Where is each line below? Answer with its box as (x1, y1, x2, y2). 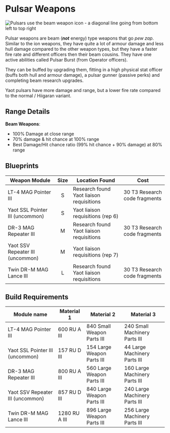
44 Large (124, 344, 146, 351)
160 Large (124, 364, 149, 372)
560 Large (86, 364, 112, 372)
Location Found (76, 176, 115, 183)
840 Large (86, 386, 112, 393)
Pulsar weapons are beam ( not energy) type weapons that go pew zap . (5, 35, 154, 41)
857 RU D (58, 389, 82, 396)
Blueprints (5, 162, 39, 170)
